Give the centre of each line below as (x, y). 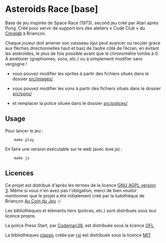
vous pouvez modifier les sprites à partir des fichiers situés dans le (81, 73)
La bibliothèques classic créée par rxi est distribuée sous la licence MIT (78, 235)
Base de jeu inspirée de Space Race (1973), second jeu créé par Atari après (82, 23)
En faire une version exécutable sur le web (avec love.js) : (64, 149)
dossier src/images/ (33, 79)
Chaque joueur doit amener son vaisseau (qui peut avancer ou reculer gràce (83, 43)
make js (22, 158)
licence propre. (21, 216)
